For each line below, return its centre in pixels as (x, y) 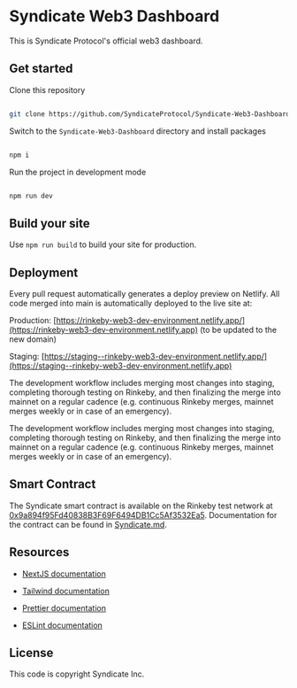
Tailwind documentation (66, 591)
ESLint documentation (62, 625)
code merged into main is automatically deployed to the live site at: (131, 303)
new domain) (33, 339)
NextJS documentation (64, 574)
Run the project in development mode (78, 172)
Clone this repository (47, 89)
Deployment (44, 272)
